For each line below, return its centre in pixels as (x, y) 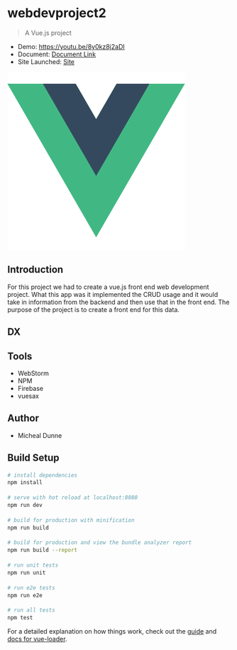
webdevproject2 (57, 13)
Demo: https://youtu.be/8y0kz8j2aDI (71, 46)
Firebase (31, 388)
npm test (20, 618)
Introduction (35, 269)
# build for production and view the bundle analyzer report (100, 542)
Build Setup (33, 458)
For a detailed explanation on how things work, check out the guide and (112, 631)
